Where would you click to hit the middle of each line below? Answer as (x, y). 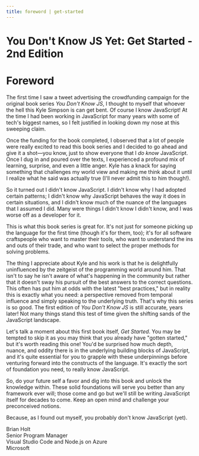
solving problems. (28, 251)
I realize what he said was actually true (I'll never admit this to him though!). (99, 178)
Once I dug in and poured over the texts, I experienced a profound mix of (96, 159)
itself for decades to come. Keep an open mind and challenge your (88, 400)
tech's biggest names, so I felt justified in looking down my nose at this (93, 122)
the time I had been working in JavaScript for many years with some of (93, 116)
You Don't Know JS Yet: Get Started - (99, 41)
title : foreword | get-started (45, 12)
